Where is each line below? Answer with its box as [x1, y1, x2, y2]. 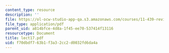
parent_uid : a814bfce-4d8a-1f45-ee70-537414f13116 [5, 26, 114, 31]
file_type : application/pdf [5, 21, 64, 27]
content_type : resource [5, 7, 55, 13]
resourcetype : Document [5, 31, 55, 36]
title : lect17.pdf [5, 36, 44, 41]
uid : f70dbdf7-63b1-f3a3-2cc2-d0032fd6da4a [5, 40, 98, 45]
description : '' [5, 12, 39, 17]
